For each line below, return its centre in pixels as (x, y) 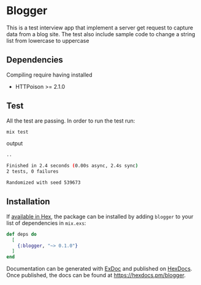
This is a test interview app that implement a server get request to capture (100, 28)
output (15, 143)
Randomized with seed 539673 (44, 183)
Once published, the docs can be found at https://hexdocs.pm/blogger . (96, 275)
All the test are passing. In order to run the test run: (71, 121)
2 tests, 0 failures (33, 172)
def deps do (21, 234)
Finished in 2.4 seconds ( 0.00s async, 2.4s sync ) (72, 166)
